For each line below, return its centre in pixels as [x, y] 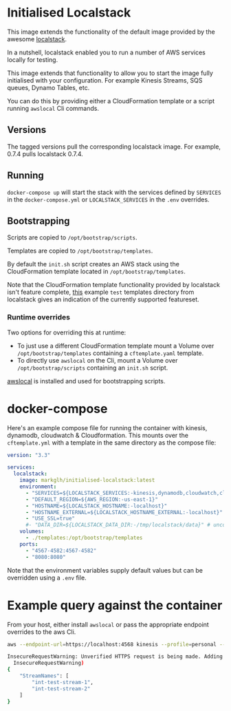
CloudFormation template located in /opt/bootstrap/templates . [96, 272]
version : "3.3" [29, 455]
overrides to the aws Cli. [42, 632]
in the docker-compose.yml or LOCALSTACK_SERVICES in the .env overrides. [108, 199]
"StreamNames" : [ [44, 676]
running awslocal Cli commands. [53, 108]
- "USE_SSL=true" [50, 519]
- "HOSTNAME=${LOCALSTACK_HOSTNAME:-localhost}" [96, 506]
